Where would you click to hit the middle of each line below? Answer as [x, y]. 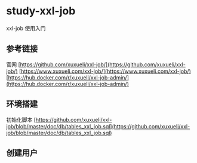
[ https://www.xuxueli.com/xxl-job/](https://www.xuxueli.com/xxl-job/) [105, 71]
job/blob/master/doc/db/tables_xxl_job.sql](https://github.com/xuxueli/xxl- [98, 126]
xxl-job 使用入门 [26, 28]
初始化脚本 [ [21, 119]
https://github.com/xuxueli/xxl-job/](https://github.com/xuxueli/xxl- [103, 64]
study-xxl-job [41, 11]
